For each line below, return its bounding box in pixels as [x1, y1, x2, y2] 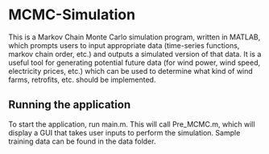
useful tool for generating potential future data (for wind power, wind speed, [8, 58, 261, 67]
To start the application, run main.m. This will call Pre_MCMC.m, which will [8, 119, 255, 129]
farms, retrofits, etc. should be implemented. [8, 75, 156, 84]
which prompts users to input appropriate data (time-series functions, [8, 40, 240, 50]
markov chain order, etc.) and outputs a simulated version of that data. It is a [8, 49, 262, 59]
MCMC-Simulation [8, 6, 135, 24]
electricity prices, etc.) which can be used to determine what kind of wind [8, 66, 254, 75]
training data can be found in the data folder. [8, 136, 156, 146]
